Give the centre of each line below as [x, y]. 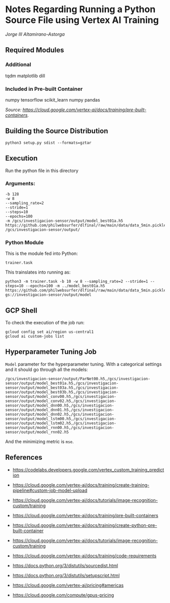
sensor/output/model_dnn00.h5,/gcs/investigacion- [60, 405]
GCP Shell [21, 310]
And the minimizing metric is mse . [40, 441]
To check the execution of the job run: [45, 322]
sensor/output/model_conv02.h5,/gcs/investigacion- [61, 401]
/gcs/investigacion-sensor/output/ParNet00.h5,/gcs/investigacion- [78, 379]
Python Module [25, 242]
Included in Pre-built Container [44, 89]
